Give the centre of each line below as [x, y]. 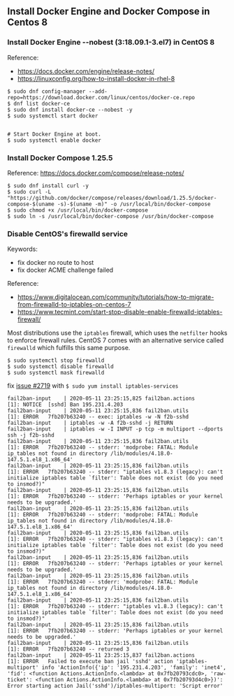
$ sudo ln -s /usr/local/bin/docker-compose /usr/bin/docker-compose [111, 216]
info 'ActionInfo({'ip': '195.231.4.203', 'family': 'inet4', [134, 668]
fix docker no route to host [56, 263]
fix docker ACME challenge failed [65, 270]
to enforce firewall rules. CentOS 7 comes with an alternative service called [116, 340]
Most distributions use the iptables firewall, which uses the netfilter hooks [117, 333]
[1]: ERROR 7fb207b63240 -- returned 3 [68, 649]
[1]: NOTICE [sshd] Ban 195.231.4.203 [65, 405]
